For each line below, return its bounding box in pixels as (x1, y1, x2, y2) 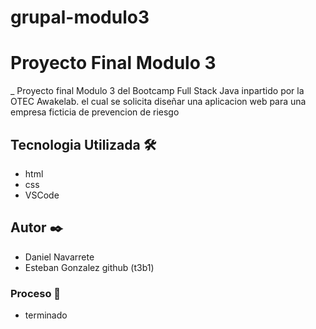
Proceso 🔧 (10, 286, 62, 300)
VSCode (24, 189, 60, 201)
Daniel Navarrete (24, 251, 95, 263)
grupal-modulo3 (10, 6, 150, 29)
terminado (24, 309, 68, 321)
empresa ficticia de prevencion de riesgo (10, 106, 180, 118)
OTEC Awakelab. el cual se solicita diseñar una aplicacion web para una (10, 96, 307, 108)
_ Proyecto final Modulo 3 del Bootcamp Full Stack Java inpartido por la (10, 85, 305, 97)
